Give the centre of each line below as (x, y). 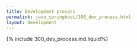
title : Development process (41, 11)
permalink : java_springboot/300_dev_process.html (69, 17)
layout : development (32, 22)
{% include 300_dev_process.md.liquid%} (57, 39)
